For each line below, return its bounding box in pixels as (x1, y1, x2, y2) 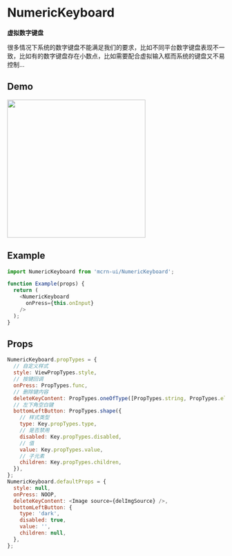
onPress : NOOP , (13, 491, 57, 498)
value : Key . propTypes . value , (19, 446, 104, 453)
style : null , (13, 484, 51, 491)
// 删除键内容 (13, 388, 49, 395)
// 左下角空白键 (13, 401, 54, 408)
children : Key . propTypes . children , (19, 459, 122, 466)
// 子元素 (19, 453, 45, 459)
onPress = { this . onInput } (25, 300, 95, 307)
